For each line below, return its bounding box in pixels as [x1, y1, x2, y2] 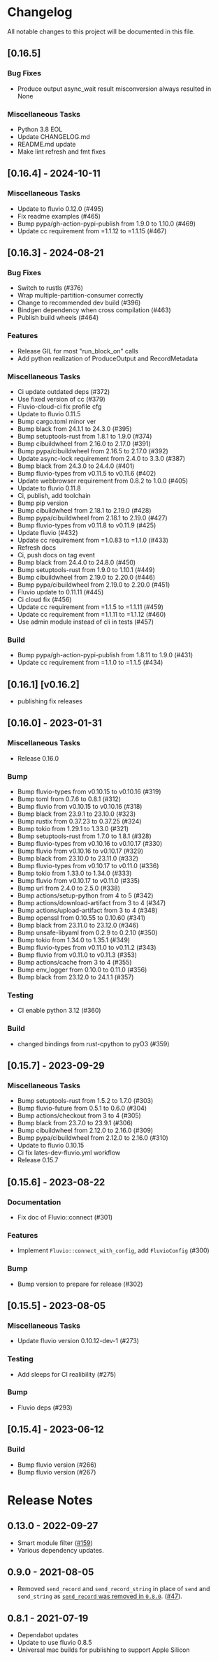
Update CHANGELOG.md [17, 132, 91, 140]
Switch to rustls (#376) [17, 284, 84, 292]
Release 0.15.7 [17, 1156, 59, 1164]
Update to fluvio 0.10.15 [17, 1141, 85, 1150]
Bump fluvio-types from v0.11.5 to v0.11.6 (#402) [17, 469, 157, 477]
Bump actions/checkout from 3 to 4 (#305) [17, 1111, 141, 1120]
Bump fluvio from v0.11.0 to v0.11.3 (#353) [17, 951, 138, 959]
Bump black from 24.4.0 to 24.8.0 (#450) [17, 558, 136, 566]
